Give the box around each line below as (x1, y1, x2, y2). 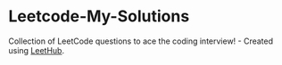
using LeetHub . (8, 45, 64, 55)
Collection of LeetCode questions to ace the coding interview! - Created (8, 36, 274, 46)
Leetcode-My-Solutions (8, 6, 190, 27)
